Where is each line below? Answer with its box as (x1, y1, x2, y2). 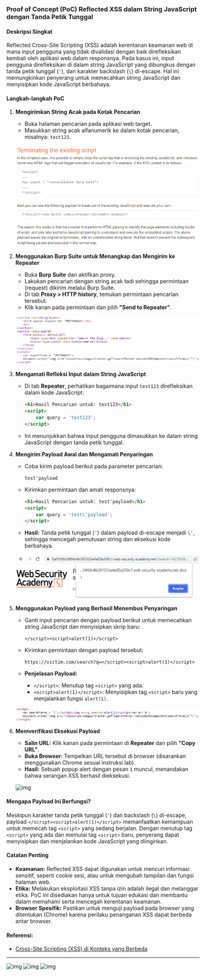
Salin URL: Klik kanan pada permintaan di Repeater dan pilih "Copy (24, 739, 196, 746)
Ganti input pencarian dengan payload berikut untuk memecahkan (24, 616, 192, 623)
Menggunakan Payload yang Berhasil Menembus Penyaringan (15, 604, 178, 612)
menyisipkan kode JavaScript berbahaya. (6, 80, 111, 88)
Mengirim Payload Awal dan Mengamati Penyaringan (15, 450, 153, 458)
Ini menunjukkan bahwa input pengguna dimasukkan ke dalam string (24, 432, 198, 439)
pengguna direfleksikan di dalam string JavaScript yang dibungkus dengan (6, 61, 196, 69)
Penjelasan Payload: (24, 670, 78, 677)
